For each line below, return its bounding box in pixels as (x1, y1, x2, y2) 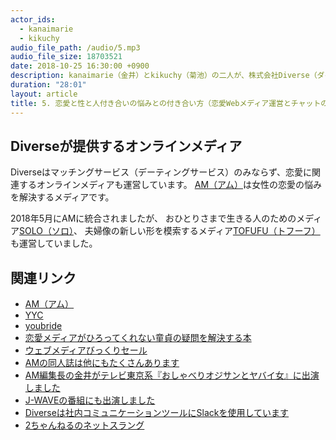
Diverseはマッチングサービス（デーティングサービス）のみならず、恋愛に (10, 166, 312, 178)
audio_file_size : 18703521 (10, 52, 123, 62)
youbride (24, 320, 63, 332)
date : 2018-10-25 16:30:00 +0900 (10, 61, 150, 71)
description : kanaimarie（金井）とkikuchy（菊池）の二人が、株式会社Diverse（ (10, 71, 318, 81)
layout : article (10, 89, 78, 99)
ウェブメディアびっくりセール (24, 344, 148, 356)
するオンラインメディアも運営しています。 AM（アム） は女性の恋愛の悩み (18, 179, 323, 191)
